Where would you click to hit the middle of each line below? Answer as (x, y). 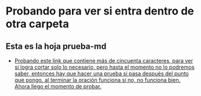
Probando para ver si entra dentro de (100, 11)
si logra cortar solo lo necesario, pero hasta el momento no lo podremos (104, 67)
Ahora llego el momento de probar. (58, 86)
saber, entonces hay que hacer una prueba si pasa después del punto (101, 73)
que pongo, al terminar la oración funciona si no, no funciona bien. (97, 80)
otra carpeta (37, 24)
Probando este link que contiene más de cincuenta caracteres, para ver (104, 61)
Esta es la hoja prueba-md (56, 46)
